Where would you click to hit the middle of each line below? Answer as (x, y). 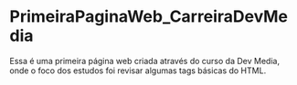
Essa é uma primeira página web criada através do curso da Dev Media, (145, 61)
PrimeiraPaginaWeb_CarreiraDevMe (149, 17)
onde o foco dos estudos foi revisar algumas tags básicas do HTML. (138, 71)
